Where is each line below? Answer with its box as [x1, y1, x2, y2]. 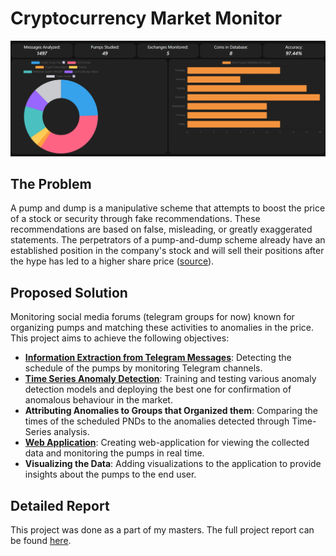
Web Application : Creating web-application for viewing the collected [24, 437, 310, 449]
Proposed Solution [10, 284, 128, 301]
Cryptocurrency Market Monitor [10, 7, 283, 30]
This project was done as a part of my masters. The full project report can [10, 523, 315, 536]
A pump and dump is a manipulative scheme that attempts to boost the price [10, 202, 326, 214]
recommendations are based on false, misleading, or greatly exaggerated [10, 223, 313, 236]
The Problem [10, 175, 92, 192]
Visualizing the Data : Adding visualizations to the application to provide [24, 458, 322, 470]
